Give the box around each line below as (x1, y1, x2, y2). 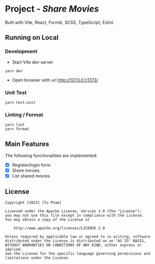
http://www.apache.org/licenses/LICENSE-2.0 (14, 226, 105, 231)
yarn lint (5, 122, 25, 127)
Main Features (5, 140, 49, 148)
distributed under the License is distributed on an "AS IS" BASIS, (5, 239, 146, 244)
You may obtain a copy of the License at (5, 217, 90, 222)
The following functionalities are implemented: (5, 153, 98, 159)
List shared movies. (12, 173, 51, 179)
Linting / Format (5, 111, 44, 118)
